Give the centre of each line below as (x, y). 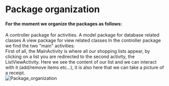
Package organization (53, 9)
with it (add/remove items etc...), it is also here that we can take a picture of (85, 68)
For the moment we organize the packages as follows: (64, 23)
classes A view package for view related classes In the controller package (83, 40)
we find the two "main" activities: (40, 46)
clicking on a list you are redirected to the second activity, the (70, 56)
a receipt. (15, 73)
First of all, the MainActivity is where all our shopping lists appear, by (78, 51)
